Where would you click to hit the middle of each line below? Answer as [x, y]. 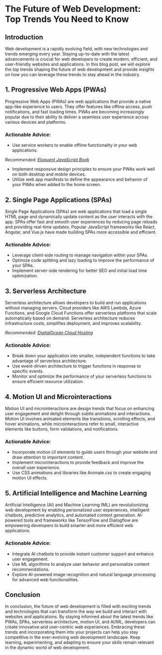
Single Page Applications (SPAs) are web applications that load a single [76, 211]
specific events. [28, 371]
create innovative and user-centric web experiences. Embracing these [75, 627]
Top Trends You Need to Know [67, 19]
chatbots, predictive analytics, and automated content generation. [71, 515]
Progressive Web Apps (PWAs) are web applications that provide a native [78, 101]
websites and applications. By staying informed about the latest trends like [79, 617]
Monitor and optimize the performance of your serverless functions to [81, 376]
